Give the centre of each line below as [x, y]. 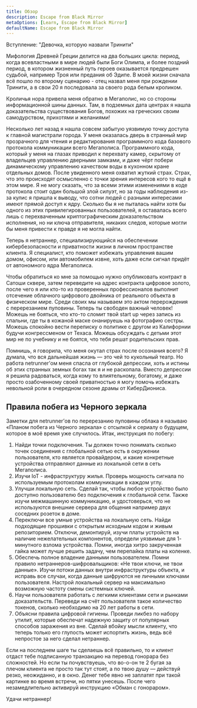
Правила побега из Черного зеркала [76, 407]
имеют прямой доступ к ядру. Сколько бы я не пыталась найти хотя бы [96, 204]
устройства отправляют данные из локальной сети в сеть [88, 464]
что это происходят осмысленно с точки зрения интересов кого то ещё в [98, 179]
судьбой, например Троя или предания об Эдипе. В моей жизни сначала [98, 75]
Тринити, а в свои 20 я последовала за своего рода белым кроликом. [94, 87]
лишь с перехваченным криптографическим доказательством [85, 217]
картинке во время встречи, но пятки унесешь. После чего [81, 682]
